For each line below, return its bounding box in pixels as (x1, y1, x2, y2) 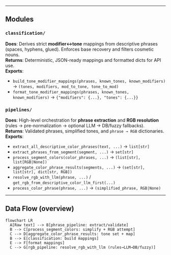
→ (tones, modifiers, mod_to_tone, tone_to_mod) (12, 83, 119, 89)
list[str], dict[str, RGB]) (12, 169, 72, 174)
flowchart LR (5, 218, 33, 223)
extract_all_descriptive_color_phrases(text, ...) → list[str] (12, 143, 150, 149)
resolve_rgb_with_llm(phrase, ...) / (12, 174, 92, 180)
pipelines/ (5, 107, 32, 112)
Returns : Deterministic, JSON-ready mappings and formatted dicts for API (5, 57, 161, 63)
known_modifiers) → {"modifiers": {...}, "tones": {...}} (12, 94, 138, 100)
